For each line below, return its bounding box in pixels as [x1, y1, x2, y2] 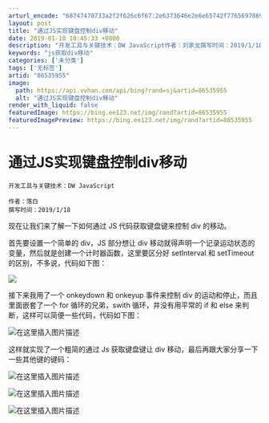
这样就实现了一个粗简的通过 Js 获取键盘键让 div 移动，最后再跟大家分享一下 [8, 344, 259, 354]
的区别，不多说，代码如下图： [8, 258, 106, 267]
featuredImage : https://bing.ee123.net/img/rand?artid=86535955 [8, 109, 227, 117]
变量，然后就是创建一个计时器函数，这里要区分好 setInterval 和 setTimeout [8, 248, 255, 258]
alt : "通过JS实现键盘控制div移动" [15, 94, 118, 102]
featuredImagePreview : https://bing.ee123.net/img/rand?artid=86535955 [8, 116, 252, 124]
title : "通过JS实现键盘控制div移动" [8, 26, 118, 35]
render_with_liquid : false [8, 101, 98, 109]
